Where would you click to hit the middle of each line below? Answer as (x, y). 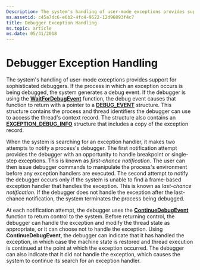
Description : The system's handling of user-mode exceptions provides (96, 12)
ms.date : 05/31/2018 (32, 34)
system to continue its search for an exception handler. (74, 261)
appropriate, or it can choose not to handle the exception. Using (85, 229)
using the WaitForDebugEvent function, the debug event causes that (91, 99)
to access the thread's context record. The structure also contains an (91, 118)
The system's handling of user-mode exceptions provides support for (91, 80)
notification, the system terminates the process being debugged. (105, 199)
